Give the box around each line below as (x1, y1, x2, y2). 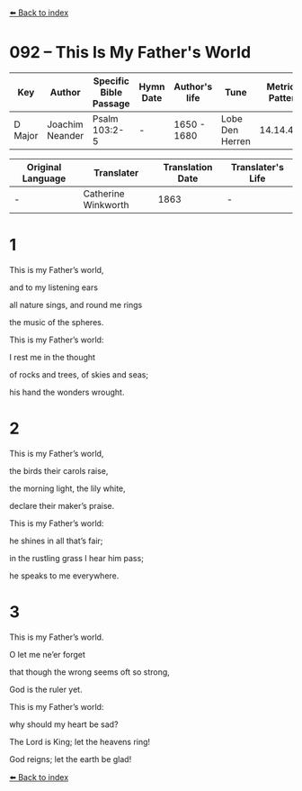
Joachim (46, 118, 84, 131)
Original (26, 160, 62, 173)
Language (22, 172, 67, 185)
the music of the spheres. (9, 316, 104, 327)
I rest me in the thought (9, 351, 96, 362)
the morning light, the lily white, (9, 483, 126, 494)
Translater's (230, 160, 285, 173)
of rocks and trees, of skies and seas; (9, 368, 149, 380)
